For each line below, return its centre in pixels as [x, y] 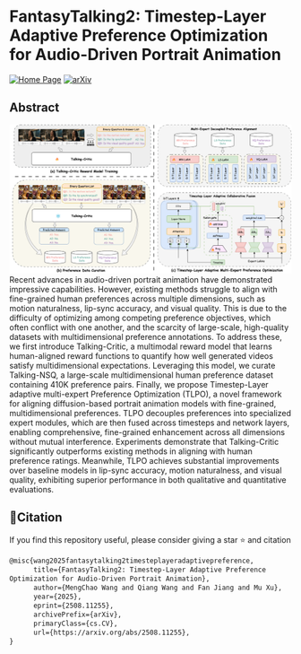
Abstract [34, 108]
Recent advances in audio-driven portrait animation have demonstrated [141, 280]
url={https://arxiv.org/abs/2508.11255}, [112, 632]
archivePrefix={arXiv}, [77, 615]
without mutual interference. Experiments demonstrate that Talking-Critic [144, 442]
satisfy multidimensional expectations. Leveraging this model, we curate [142, 366]
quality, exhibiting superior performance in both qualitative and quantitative [148, 480]
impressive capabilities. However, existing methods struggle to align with [143, 290]
